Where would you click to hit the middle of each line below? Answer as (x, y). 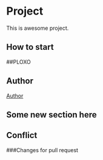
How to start (30, 47)
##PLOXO (19, 61)
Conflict (22, 135)
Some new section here (51, 115)
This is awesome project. (38, 28)
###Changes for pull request (42, 150)
